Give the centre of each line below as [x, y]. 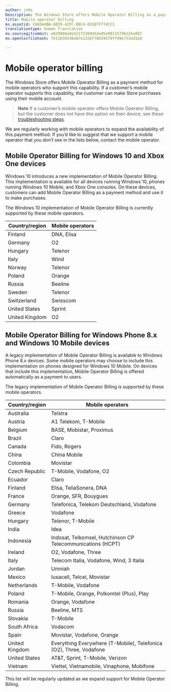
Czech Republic [27, 471]
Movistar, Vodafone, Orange [85, 635]
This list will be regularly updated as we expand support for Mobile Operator [85, 679]
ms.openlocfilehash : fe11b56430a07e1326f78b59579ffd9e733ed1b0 [74, 39]
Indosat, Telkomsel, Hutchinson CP [93, 538]
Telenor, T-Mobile [73, 521]
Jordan [16, 569]
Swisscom [64, 300]
